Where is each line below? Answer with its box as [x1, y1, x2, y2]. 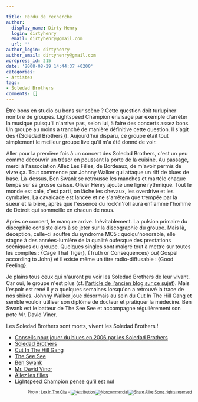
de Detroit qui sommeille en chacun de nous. [6, 206, 115, 213]
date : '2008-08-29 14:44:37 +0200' [6, 63, 94, 69]
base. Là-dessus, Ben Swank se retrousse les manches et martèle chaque [6, 175, 186, 182]
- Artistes [6, 74, 33, 80]
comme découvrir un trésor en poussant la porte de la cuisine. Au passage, [6, 156, 189, 163]
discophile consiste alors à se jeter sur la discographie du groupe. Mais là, [6, 224, 186, 231]
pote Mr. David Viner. [6, 311, 57, 318]
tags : [6, 80, 19, 86]
